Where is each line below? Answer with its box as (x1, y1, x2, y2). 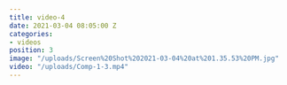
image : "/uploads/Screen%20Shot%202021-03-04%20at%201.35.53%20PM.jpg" (9, 54, 279, 63)
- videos (9, 37, 42, 47)
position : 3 (9, 46, 53, 55)
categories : (9, 29, 53, 38)
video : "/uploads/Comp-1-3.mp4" (9, 63, 128, 72)
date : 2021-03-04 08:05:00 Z (9, 21, 117, 30)
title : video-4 (9, 12, 66, 22)
